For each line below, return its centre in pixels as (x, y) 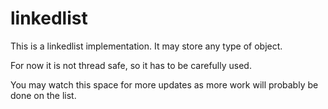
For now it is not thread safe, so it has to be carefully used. (131, 65)
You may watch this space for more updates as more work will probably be (164, 84)
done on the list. (43, 95)
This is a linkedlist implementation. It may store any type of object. (146, 46)
